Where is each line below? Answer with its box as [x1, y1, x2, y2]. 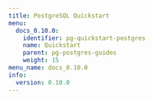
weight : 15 [23, 57, 60, 65]
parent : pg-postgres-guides [23, 49, 117, 57]
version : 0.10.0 [15, 78, 70, 86]
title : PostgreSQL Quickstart [8, 11, 110, 20]
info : [8, 71, 27, 79]
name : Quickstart [23, 42, 81, 49]
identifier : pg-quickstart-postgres [23, 34, 147, 42]
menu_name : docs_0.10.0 [8, 64, 89, 72]
